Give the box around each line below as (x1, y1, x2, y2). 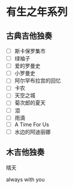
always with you (6, 175, 45, 183)
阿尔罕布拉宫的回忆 (14, 77, 61, 84)
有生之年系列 (6, 5, 68, 19)
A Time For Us (14, 120, 50, 128)
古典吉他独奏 (6, 31, 53, 41)
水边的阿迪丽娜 (14, 128, 51, 135)
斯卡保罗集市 (14, 48, 46, 54)
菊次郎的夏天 (14, 99, 46, 106)
